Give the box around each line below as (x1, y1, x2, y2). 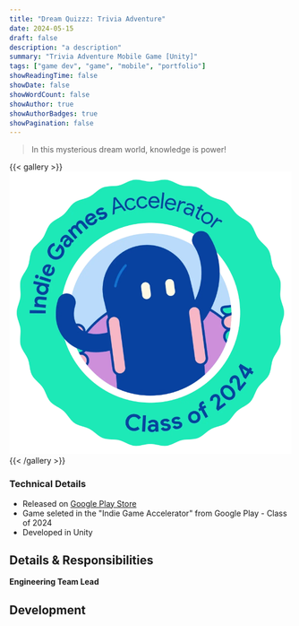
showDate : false (9, 81, 70, 90)
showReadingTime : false (9, 72, 98, 81)
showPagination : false (9, 118, 94, 127)
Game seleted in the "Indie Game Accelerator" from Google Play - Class (21, 508, 288, 518)
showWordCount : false (9, 90, 90, 99)
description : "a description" (9, 43, 123, 52)
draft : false (9, 33, 58, 42)
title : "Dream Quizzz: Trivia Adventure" (9, 14, 167, 23)
